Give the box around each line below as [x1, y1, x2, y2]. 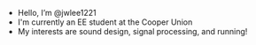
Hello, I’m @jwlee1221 [17, 8, 97, 18]
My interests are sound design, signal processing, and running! [17, 26, 248, 36]
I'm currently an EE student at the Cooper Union [17, 17, 193, 27]
